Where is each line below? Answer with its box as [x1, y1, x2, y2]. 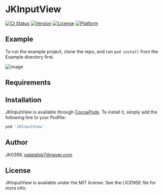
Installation [5, 95, 42, 104]
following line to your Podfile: [5, 114, 67, 120]
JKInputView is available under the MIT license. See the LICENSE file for [5, 180, 156, 186]
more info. [5, 185, 27, 191]
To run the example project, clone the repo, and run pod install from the [5, 48, 158, 54]
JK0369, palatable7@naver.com [5, 151, 73, 158]
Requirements [5, 79, 51, 87]
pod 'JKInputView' [5, 124, 44, 129]
